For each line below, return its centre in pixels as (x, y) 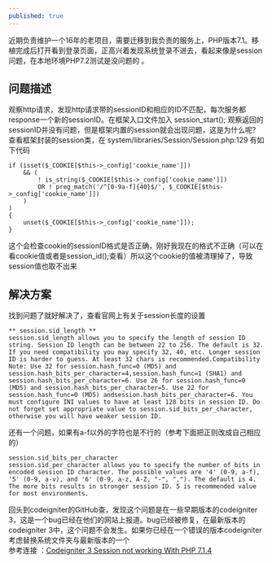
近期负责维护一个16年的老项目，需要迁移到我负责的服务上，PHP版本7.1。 (130, 40)
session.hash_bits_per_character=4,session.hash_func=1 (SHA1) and (125, 374)
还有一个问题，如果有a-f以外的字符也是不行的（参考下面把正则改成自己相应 (135, 433)
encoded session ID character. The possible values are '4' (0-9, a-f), (134, 473)
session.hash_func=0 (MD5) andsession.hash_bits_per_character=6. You (131, 395)
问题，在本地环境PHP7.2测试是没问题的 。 (79, 60)
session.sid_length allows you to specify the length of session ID (127, 338)
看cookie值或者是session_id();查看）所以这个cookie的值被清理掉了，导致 (131, 256)
